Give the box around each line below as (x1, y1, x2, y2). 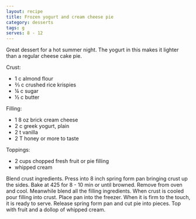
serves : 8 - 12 (6, 30, 43, 36)
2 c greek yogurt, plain (14, 123, 70, 130)
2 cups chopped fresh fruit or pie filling (14, 158, 109, 165)
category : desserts (6, 19, 54, 25)
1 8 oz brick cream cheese (14, 116, 78, 123)
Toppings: (6, 147, 30, 154)
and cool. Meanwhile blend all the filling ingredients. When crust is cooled (6, 187, 184, 194)
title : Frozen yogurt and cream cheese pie (6, 14, 114, 20)
